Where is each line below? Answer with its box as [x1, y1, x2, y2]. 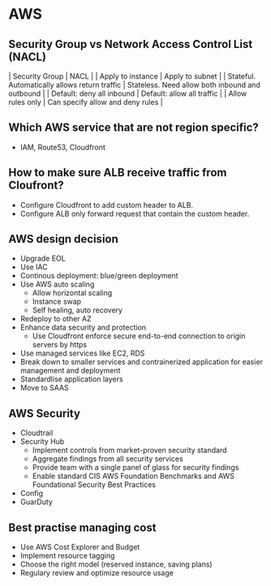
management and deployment [19, 366, 121, 376]
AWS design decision [8, 232, 119, 246]
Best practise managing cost [8, 520, 157, 534]
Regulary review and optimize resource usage [19, 568, 174, 578]
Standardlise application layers [19, 374, 123, 384]
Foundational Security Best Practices [32, 480, 157, 489]
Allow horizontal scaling [32, 288, 113, 298]
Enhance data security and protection [19, 322, 147, 333]
